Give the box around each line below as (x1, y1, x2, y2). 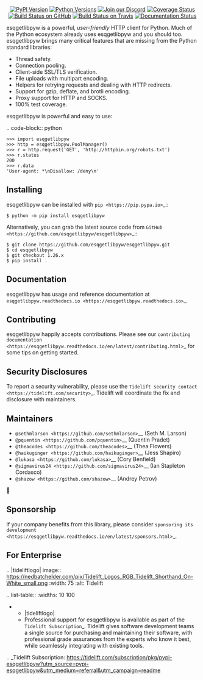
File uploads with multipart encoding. (15, 75, 109, 82)
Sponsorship (6, 504, 56, 515)
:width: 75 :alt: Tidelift (49, 579, 104, 587)
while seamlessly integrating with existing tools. (24, 642, 144, 649)
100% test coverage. (15, 101, 68, 108)
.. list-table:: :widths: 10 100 (6, 591, 75, 598)
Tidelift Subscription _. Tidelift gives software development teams (24, 622, 194, 629)
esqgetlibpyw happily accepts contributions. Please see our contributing (6, 331, 191, 338)
